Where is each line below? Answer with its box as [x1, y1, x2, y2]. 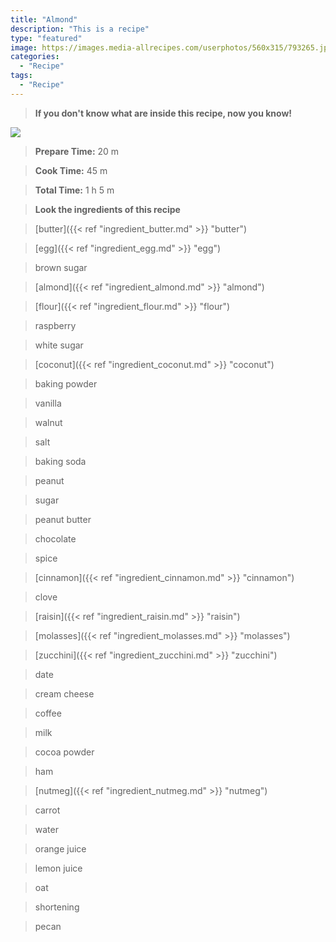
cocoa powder [34, 746, 95, 758]
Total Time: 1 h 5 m [34, 184, 115, 196]
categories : [10, 52, 60, 62]
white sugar [34, 339, 84, 351]
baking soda [34, 455, 87, 467]
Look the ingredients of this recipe [34, 203, 181, 215]
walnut [34, 416, 63, 428]
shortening [34, 901, 80, 913]
